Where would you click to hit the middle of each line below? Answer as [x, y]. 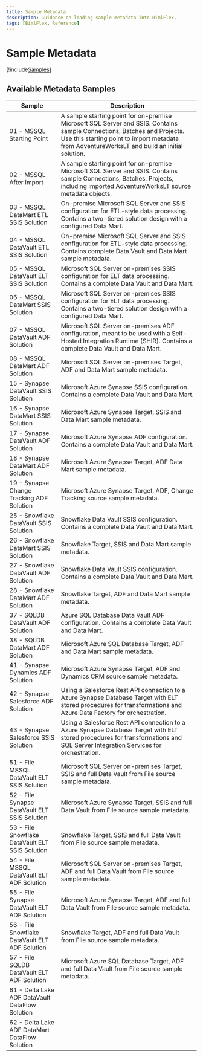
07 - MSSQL [27, 330]
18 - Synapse [29, 458]
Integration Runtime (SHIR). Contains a [137, 341]
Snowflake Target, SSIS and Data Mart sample [126, 545]
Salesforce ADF [31, 702]
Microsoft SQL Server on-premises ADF [118, 326]
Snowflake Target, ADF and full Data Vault [120, 933]
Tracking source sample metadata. [110, 498]
